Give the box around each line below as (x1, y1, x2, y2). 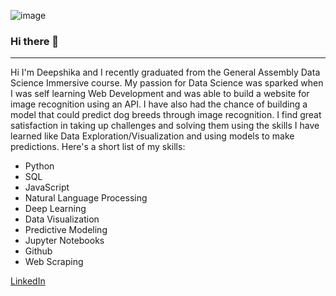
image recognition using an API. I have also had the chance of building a (10, 98, 308, 110)
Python (24, 160, 55, 172)
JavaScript (24, 181, 70, 194)
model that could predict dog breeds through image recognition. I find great (10, 109, 322, 121)
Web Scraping (24, 256, 84, 268)
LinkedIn (10, 275, 46, 287)
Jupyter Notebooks (24, 235, 105, 247)
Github (24, 245, 53, 257)
